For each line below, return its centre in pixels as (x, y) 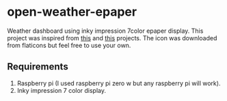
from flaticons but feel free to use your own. (69, 45)
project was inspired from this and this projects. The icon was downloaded (112, 38)
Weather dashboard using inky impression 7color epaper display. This (105, 31)
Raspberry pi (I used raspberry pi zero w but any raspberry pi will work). (119, 83)
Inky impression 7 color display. (62, 90)
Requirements (38, 67)
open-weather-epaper (72, 12)
